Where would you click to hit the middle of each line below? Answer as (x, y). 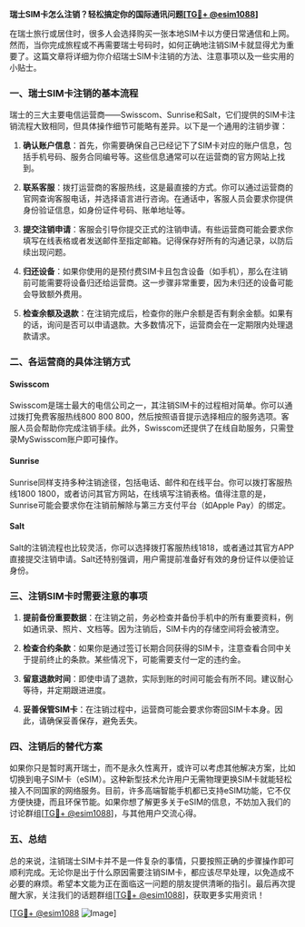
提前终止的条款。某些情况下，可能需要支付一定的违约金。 (138, 660)
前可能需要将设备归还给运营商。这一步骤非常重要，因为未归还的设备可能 (157, 283)
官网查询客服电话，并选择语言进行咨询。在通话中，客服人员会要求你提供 (157, 199)
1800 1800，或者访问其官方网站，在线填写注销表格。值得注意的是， (143, 493)
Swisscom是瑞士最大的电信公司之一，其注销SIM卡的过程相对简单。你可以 (147, 405)
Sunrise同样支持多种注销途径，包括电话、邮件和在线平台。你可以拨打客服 (147, 482)
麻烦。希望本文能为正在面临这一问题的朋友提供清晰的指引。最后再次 (160, 883)
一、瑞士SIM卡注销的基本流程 (74, 93)
